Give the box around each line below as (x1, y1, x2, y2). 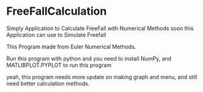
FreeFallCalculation (6, 4, 107, 18)
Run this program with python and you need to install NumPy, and (6, 55, 172, 62)
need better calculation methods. (6, 80, 90, 87)
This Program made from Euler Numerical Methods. (6, 43, 136, 50)
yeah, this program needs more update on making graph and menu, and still (6, 73, 197, 80)
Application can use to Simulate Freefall (6, 31, 106, 38)
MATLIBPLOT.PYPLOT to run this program (6, 61, 112, 69)
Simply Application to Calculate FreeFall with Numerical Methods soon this (6, 25, 194, 32)
